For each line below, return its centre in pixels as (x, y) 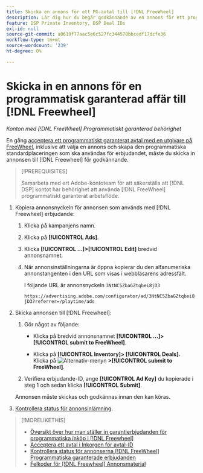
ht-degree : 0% (24, 51)
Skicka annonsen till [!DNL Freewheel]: (63, 313)
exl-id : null (23, 29)
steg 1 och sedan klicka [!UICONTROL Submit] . (83, 385)
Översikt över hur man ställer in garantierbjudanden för (98, 431)
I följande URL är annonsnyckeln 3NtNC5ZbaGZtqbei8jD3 (92, 285)
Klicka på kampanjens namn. (60, 225)
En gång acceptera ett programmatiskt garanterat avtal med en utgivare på (99, 140)
